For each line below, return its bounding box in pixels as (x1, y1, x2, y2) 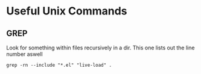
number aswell (6, 51, 43, 58)
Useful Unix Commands (6, 4, 128, 18)
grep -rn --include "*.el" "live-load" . (6, 62, 112, 68)
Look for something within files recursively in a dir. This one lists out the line (6, 44, 195, 51)
